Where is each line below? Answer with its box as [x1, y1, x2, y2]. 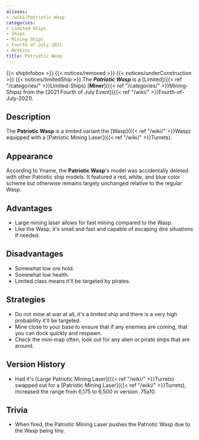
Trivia [6, 405, 28, 415]
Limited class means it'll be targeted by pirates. [14, 277, 131, 285]
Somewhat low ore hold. [14, 264, 74, 272]
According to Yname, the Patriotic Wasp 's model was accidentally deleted [6, 167, 189, 174]
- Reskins [6, 48, 31, 54]
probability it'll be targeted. [14, 317, 81, 324]
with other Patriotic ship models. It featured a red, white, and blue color [6, 173, 181, 180]
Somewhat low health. [14, 271, 70, 278]
